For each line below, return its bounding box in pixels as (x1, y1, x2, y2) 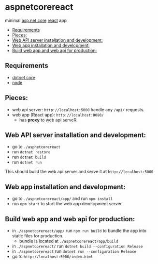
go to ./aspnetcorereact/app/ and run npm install (12, 196, 113, 201)
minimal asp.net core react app (5, 17, 67, 23)
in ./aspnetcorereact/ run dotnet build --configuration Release (12, 243, 143, 249)
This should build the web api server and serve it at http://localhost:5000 (5, 169, 154, 175)
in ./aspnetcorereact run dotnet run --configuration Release (12, 248, 137, 254)
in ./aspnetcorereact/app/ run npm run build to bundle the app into (12, 228, 146, 233)
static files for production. (12, 233, 64, 239)
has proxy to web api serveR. (19, 117, 78, 123)
